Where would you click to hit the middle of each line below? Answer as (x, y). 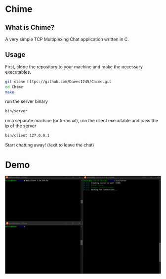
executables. (18, 72)
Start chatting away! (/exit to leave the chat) (50, 145)
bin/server (16, 111)
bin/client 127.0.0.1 (27, 136)
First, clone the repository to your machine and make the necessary (74, 67)
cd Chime (14, 87)
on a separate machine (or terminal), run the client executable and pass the (82, 121)
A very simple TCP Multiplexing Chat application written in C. (67, 39)
